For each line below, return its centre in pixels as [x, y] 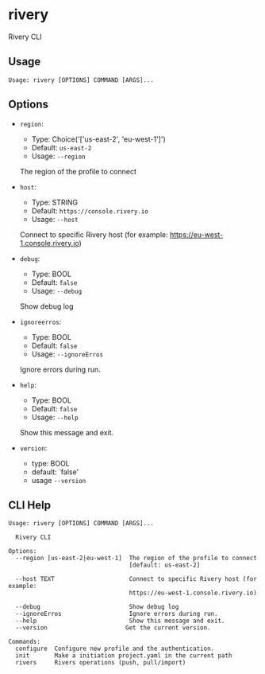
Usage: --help [55, 417]
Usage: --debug [57, 290]
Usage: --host [55, 219]
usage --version [59, 480]
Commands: [25, 642]
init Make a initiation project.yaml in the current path [124, 656]
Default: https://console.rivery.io [90, 210]
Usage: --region [58, 156]
